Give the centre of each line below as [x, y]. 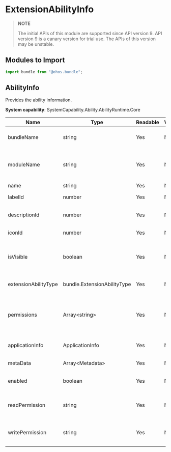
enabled [18, 381]
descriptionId [24, 215]
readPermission [27, 405]
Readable [147, 122]
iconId [15, 233]
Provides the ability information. [39, 100]
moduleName [24, 165]
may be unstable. [36, 44]
